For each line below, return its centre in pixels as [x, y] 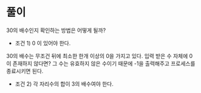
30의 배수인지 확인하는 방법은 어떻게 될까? [56, 30]
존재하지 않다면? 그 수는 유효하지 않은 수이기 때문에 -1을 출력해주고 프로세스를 [104, 63]
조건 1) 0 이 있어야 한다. [43, 43]
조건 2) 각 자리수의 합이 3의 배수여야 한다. [64, 84]
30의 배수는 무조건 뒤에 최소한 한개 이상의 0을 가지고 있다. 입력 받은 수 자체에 [97, 56]
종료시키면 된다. [25, 71]
